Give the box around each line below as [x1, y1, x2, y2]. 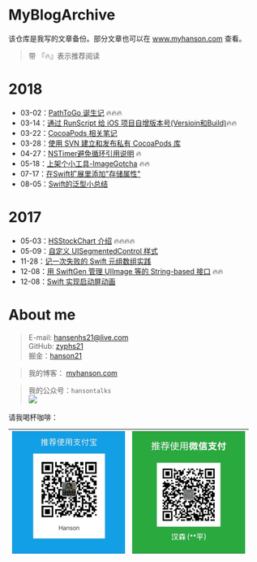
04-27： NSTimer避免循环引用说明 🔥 [19, 148, 142, 158]
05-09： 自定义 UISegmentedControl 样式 [19, 246, 158, 255]
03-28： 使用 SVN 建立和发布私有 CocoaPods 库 [19, 138, 181, 148]
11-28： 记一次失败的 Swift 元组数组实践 [19, 256, 152, 266]
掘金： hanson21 [28, 351, 83, 360]
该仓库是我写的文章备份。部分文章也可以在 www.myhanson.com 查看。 [8, 33, 246, 43]
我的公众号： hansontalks [28, 385, 112, 395]
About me [8, 306, 76, 324]
